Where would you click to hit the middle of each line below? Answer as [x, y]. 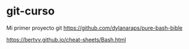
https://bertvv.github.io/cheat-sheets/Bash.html [66, 39]
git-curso [30, 11]
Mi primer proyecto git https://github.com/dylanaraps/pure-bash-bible [94, 28]
